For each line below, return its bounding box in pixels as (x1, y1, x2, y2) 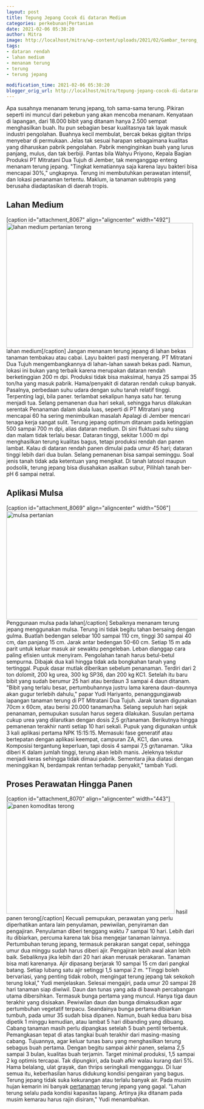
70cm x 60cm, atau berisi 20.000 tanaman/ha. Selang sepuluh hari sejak (6, 703, 188, 710)
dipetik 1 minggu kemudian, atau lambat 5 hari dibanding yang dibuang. (6, 1018, 185, 1026)
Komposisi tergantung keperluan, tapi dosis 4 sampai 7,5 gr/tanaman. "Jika (6, 742, 193, 749)
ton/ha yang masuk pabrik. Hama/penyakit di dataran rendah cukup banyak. (6, 379, 197, 387)
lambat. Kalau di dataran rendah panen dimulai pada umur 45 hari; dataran (6, 444, 192, 451)
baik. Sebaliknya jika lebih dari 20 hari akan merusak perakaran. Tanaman (6, 954, 191, 961)
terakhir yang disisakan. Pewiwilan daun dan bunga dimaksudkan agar (6, 999, 182, 1006)
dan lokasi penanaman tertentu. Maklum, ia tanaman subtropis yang (6, 176, 176, 183)
